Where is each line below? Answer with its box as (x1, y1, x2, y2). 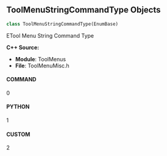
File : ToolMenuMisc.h (15, 62, 70, 69)
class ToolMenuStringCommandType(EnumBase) (6, 21, 119, 27)
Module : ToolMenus (15, 55, 66, 63)
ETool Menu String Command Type (6, 32, 94, 39)
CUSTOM (6, 131, 30, 138)
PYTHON (6, 103, 30, 110)
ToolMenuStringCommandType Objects (6, 5, 161, 15)
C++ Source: (6, 44, 40, 51)
